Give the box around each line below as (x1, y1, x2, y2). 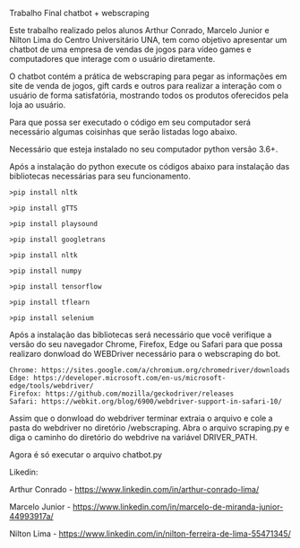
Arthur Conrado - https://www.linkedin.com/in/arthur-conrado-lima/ (9, 484, 260, 494)
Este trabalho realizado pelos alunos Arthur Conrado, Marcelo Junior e (9, 25, 270, 35)
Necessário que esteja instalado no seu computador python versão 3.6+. (9, 144, 279, 154)
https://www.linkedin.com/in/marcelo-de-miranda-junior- (73, 501, 284, 512)
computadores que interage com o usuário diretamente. (9, 54, 216, 64)
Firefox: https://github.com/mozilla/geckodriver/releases (9, 389, 235, 398)
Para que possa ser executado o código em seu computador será (9, 117, 251, 127)
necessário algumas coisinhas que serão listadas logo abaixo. (9, 126, 237, 137)
